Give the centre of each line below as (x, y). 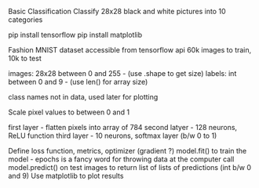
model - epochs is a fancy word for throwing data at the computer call (121, 159)
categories (26, 20)
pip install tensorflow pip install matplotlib (75, 35)
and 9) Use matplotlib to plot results (66, 176)
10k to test (25, 58)
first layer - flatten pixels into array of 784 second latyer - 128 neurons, (123, 127)
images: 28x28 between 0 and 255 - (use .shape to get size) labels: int (122, 73)
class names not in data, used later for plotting (83, 97)
